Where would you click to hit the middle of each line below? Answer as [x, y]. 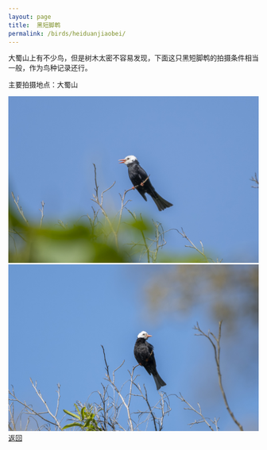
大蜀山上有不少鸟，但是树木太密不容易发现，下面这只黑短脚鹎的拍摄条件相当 [133, 58]
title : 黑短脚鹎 [35, 25]
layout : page [30, 17]
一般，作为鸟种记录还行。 [50, 68]
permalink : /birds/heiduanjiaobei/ [67, 33]
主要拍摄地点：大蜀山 [43, 85]
